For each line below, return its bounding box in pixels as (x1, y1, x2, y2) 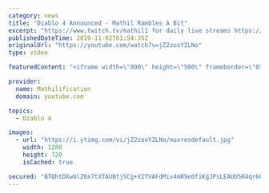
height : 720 (22, 151, 62, 159)
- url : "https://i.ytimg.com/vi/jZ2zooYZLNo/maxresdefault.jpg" (15, 136, 235, 144)
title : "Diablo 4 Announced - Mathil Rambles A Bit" (8, 19, 188, 27)
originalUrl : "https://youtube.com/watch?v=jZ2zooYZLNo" (8, 41, 203, 49)
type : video (8, 49, 48, 57)
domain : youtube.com (15, 93, 84, 100)
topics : (8, 107, 34, 115)
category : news (8, 11, 59, 20)
